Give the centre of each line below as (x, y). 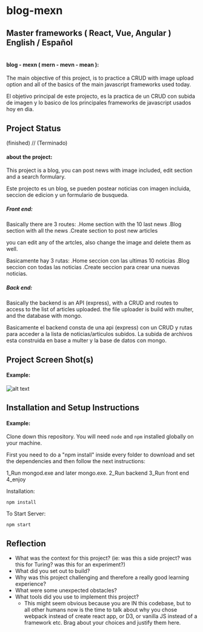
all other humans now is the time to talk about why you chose (101, 610)
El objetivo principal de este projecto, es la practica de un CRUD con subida (101, 96)
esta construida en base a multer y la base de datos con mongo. (86, 340)
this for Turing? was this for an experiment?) (70, 565)
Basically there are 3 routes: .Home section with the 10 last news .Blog (94, 224)
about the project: (29, 157)
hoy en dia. (20, 109)
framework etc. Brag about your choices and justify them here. (102, 623)
